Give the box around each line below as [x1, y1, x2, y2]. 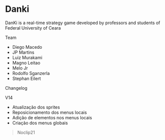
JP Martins [12, 49, 34, 55]
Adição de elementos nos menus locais [12, 114, 92, 120]
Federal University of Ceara [5, 25, 61, 31]
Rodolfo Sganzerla [12, 70, 50, 76]
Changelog [5, 85, 28, 91]
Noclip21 [17, 129, 35, 135]
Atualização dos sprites [12, 104, 60, 110]
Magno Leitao [12, 60, 40, 66]
